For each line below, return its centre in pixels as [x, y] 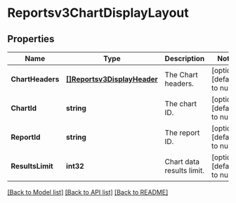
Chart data [182, 162]
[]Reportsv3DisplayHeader [112, 79]
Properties [31, 39]
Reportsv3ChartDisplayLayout [98, 13]
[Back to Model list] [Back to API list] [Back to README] [88, 192]
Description [185, 59]
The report [182, 133]
